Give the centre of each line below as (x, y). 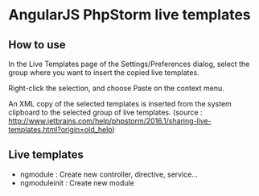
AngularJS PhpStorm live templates (129, 15)
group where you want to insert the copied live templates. (104, 73)
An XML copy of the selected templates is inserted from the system (120, 104)
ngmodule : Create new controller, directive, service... (109, 174)
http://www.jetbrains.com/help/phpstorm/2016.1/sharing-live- (110, 121)
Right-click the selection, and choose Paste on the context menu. (116, 88)
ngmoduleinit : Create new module (77, 182)
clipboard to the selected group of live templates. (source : (105, 112)
